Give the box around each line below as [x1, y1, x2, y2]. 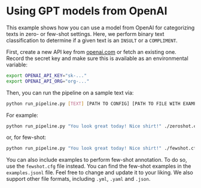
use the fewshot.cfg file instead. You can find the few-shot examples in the [6, 163, 191, 170]
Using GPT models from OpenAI [6, 4, 167, 18]
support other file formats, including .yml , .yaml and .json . [6, 175, 151, 183]
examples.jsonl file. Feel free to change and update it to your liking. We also [6, 169, 193, 176]
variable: [6, 61, 28, 68]
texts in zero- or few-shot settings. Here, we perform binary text [6, 30, 165, 37]
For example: [6, 111, 39, 119]
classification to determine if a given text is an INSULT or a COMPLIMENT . [6, 37, 178, 44]
